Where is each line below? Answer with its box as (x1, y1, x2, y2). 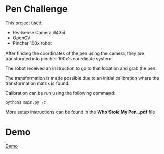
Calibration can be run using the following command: (5, 90, 115, 96)
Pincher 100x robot (12, 40, 52, 46)
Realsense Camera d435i (12, 29, 66, 35)
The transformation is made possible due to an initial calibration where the (5, 75, 159, 81)
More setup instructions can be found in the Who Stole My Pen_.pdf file (5, 109, 155, 115)
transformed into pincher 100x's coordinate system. (5, 55, 113, 61)
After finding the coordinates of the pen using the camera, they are (5, 50, 144, 56)
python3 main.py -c (5, 99, 46, 105)
